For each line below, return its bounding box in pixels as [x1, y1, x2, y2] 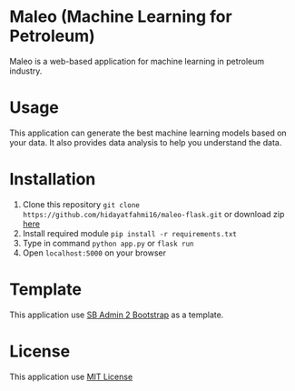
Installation [9, 169, 96, 190]
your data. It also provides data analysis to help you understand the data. [9, 136, 282, 147]
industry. [9, 65, 43, 76]
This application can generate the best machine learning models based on [9, 127, 288, 138]
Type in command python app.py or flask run [22, 237, 194, 248]
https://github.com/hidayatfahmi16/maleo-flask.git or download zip [22, 208, 285, 219]
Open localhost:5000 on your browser [22, 247, 166, 258]
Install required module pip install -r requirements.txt [22, 227, 238, 238]
